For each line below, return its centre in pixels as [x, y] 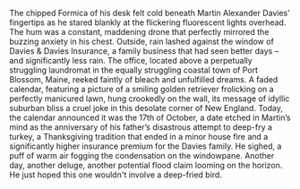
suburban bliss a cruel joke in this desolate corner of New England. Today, [146, 108]
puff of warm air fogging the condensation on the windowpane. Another [142, 155]
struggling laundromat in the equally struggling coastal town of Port [133, 70]
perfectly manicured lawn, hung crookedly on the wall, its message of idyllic [150, 99]
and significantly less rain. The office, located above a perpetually [131, 60]
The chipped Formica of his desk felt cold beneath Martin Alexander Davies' [150, 13]
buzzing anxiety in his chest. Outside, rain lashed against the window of [142, 41]
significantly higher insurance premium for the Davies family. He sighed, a [146, 146]
